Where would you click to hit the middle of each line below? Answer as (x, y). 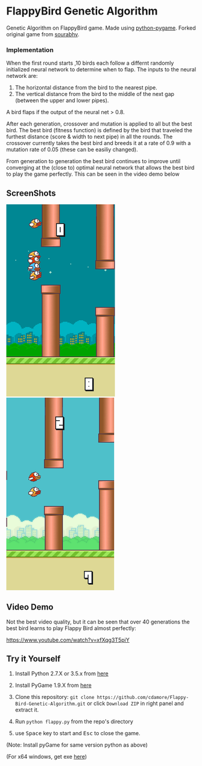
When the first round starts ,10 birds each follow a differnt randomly (90, 63)
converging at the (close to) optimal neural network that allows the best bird (100, 168)
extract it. (27, 710)
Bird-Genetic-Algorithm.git (50, 704)
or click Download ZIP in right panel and (135, 703)
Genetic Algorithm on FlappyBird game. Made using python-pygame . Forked (101, 28)
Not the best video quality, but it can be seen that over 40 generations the (98, 622)
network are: (22, 76)
